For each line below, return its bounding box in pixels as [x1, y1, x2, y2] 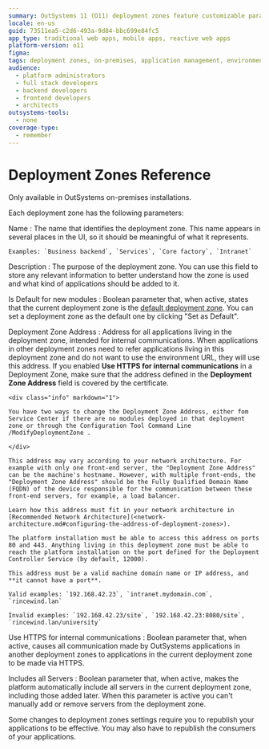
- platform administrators [15, 71, 106, 79]
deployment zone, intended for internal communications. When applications [8, 335, 259, 345]
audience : [8, 64, 42, 72]
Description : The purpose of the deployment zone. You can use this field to [8, 262, 259, 271]
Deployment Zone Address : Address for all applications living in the [8, 327, 232, 336]
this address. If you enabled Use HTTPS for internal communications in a [8, 360, 253, 370]
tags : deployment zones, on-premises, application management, [8, 57, 224, 65]
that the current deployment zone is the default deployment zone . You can [8, 303, 254, 312]
